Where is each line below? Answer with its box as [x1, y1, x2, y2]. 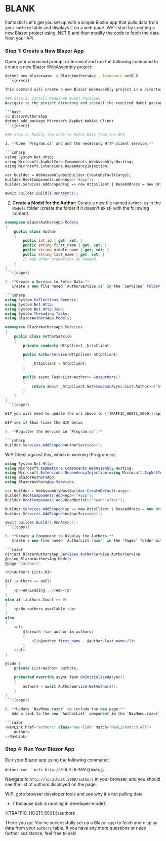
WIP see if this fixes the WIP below [5, 420, 83, 425]
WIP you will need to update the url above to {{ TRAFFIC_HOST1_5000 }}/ [5, 411, 156, 416]
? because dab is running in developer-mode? [12, 800, 106, 806]
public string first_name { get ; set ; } [23, 243, 107, 248]
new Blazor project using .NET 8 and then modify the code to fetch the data [5, 30, 159, 36]
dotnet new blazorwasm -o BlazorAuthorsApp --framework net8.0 [5, 74, 138, 79]
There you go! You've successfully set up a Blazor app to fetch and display [5, 819, 158, 826]
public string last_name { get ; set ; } [23, 252, 105, 257]
